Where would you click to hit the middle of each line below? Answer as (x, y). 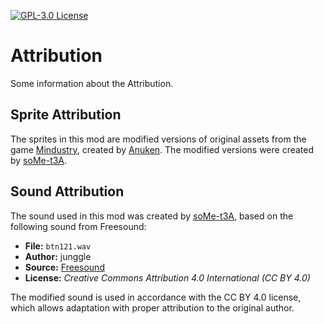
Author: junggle (58, 256)
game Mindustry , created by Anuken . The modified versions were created (162, 149)
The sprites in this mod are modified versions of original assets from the (158, 139)
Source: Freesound (64, 267)
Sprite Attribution (66, 115)
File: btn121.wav (58, 246)
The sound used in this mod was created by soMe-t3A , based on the (152, 216)
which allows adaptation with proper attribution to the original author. (152, 307)
